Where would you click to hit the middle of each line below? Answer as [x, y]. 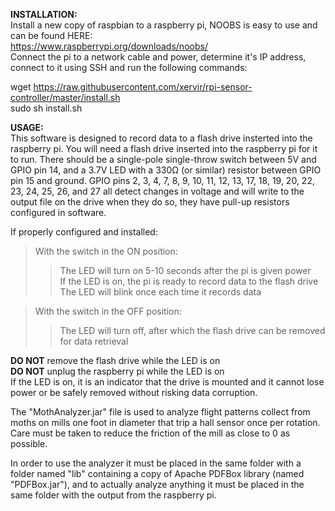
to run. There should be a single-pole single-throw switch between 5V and [163, 159]
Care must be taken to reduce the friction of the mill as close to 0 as [150, 433]
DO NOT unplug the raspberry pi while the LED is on [117, 371]
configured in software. [58, 212]
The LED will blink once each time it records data [160, 292]
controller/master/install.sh [65, 97]
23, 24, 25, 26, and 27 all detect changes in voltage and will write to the [157, 191]
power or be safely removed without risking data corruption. [134, 392]
